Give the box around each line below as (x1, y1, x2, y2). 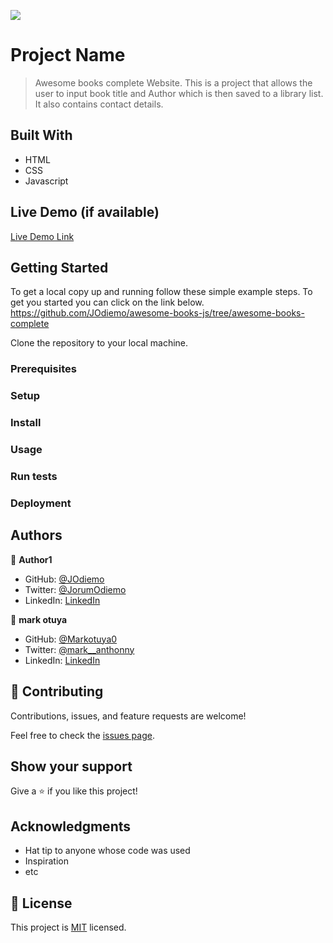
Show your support (10, 758, 133, 775)
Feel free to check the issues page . (10, 729, 155, 741)
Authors (10, 527, 63, 544)
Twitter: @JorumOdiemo (24, 583, 127, 595)
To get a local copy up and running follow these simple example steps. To (10, 286, 313, 298)
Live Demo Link (10, 230, 75, 242)
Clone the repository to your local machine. (10, 337, 189, 349)
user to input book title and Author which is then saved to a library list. (34, 87, 324, 99)
